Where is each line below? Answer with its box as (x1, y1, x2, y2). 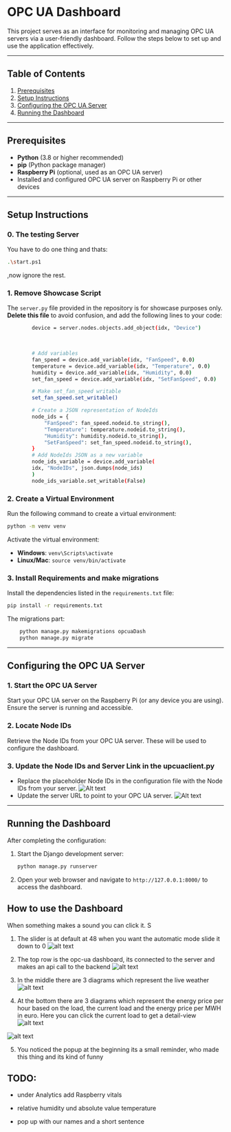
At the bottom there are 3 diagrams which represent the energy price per (16, 996, 224, 1004)
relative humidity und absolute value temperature (16, 1104, 157, 1113)
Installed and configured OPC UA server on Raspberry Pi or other (16, 175, 202, 183)
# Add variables (32, 350, 78, 357)
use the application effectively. (7, 41, 94, 50)
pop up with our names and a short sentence (16, 1118, 144, 1126)
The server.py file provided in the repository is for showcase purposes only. (7, 304, 223, 312)
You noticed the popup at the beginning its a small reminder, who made (16, 1045, 219, 1053)
